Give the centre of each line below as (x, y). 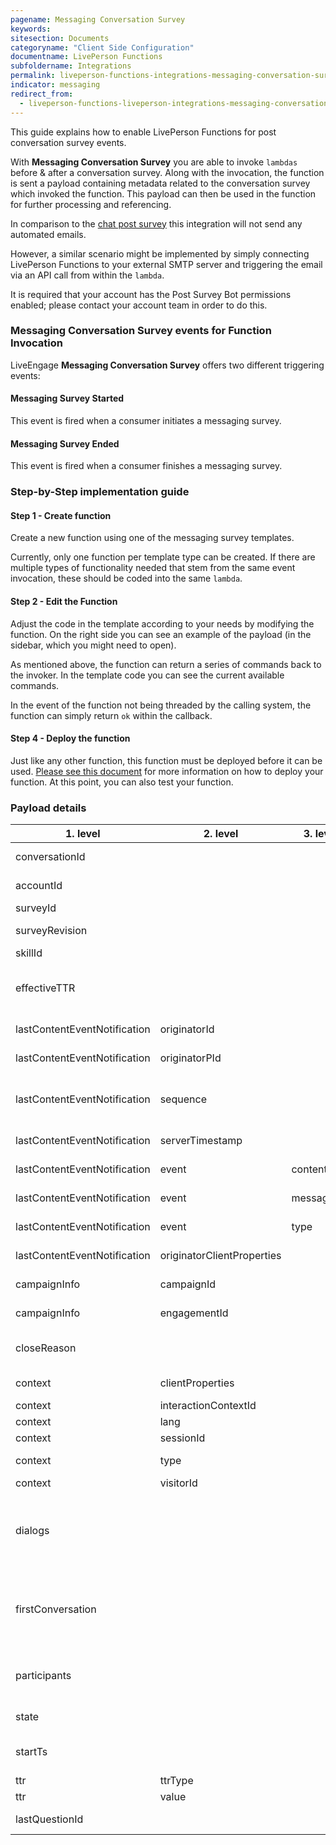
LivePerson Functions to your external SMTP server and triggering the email (166, 264)
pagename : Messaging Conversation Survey (98, 19)
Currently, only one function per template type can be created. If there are (163, 557)
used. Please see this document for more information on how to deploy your (167, 771)
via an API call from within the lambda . (87, 275)
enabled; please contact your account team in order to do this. (139, 305)
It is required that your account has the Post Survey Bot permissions (151, 294)
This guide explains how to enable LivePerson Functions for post (143, 132)
